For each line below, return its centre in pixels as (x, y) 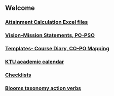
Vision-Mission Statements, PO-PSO (50, 35)
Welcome (20, 8)
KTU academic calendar (35, 62)
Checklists (18, 75)
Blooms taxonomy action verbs (43, 88)
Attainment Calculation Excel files (46, 22)
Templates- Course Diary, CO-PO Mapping (57, 49)
